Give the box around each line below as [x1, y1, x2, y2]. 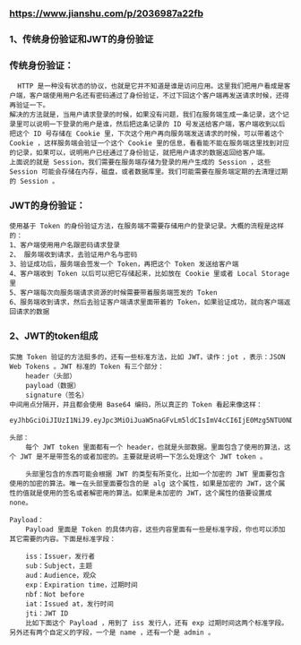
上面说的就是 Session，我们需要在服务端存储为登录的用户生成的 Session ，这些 [9, 158, 271, 168]
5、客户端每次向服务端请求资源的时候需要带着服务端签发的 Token [9, 288, 218, 297]
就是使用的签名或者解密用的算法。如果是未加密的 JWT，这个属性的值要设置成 [29, 488, 272, 497]
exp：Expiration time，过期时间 [25, 580, 138, 589]
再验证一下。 [9, 101, 50, 110]
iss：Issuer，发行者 [25, 552, 96, 561]
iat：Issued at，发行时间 [25, 599, 114, 608]
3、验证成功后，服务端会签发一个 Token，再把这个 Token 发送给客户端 [9, 260, 239, 269]
